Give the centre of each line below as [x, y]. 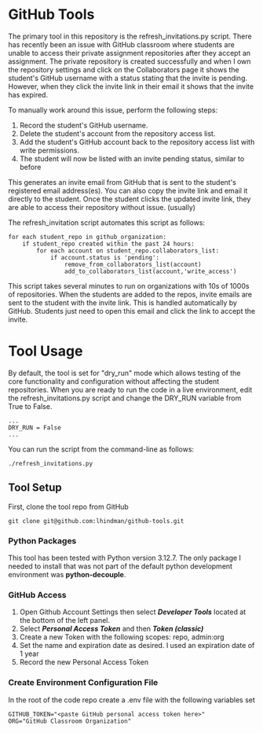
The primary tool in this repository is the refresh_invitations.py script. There [130, 36]
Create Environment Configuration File [83, 683]
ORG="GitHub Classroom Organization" [70, 721]
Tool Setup [35, 488]
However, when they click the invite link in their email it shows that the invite [131, 86]
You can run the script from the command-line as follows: [101, 449]
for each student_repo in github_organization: [88, 237]
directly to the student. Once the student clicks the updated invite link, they [130, 199]
